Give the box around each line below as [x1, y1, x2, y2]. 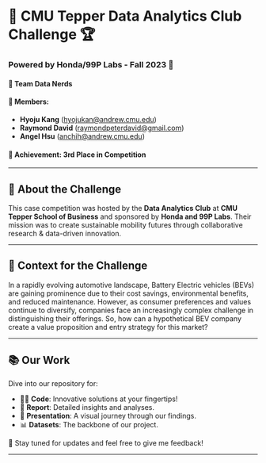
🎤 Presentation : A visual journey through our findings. [19, 411, 196, 420]
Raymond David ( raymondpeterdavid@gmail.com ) [19, 123, 184, 132]
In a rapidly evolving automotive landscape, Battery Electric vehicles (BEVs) [8, 280, 255, 289]
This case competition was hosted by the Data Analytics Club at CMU [8, 203, 238, 212]
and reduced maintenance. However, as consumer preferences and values [8, 297, 252, 306]
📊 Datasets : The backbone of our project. [19, 419, 158, 429]
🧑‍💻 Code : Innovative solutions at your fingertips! [19, 394, 178, 404]
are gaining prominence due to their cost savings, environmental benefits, [8, 289, 249, 298]
